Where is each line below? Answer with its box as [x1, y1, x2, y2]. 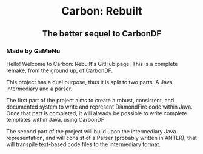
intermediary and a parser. [6, 85, 73, 92]
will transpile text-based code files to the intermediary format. [6, 141, 161, 148]
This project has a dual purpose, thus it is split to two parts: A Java [6, 78, 173, 85]
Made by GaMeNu [6, 47, 61, 55]
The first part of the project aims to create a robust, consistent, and [6, 96, 175, 104]
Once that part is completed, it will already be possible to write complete [6, 109, 187, 116]
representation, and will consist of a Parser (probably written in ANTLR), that [6, 134, 197, 141]
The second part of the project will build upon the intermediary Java [6, 127, 176, 135]
